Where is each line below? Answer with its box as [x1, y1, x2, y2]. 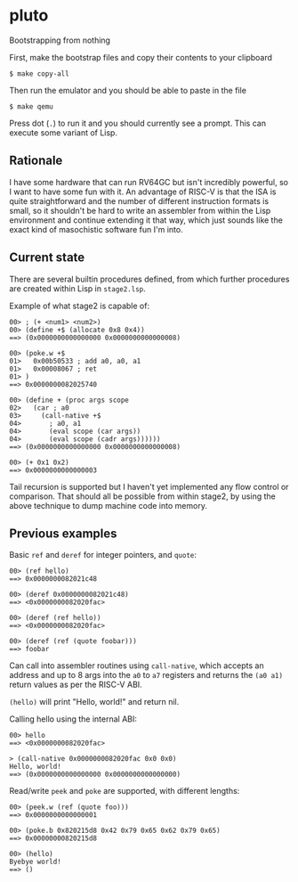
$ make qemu [9, 102, 53, 111]
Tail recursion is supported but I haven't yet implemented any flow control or [9, 481, 289, 492]
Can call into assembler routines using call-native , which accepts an [9, 660, 264, 671]
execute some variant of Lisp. [9, 127, 118, 138]
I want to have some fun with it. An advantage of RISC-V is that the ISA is [9, 186, 277, 197]
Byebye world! [9, 857, 62, 867]
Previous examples [9, 526, 117, 541]
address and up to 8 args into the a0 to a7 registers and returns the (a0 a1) [9, 670, 283, 681]
